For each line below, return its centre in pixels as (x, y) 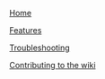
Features (26, 30)
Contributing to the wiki (52, 65)
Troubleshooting (39, 48)
